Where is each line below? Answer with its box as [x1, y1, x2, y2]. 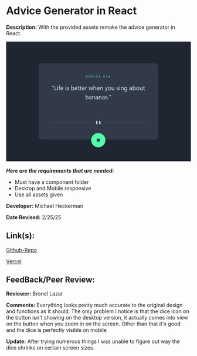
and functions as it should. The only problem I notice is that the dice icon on [6, 308, 189, 315]
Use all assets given [14, 191, 63, 198]
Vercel [6, 257, 22, 265]
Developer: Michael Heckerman [6, 202, 84, 209]
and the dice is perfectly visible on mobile [6, 327, 107, 334]
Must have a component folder [14, 178, 89, 186]
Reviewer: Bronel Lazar [6, 290, 63, 297]
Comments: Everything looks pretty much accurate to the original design [6, 301, 183, 309]
